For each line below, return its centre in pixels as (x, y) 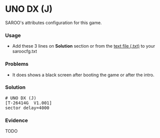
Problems (17, 64)
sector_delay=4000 (27, 108)
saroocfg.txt (25, 51)
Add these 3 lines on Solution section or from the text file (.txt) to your (84, 46)
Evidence (16, 120)
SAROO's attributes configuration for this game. (53, 23)
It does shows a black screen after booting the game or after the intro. (83, 75)
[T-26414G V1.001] (29, 103)
